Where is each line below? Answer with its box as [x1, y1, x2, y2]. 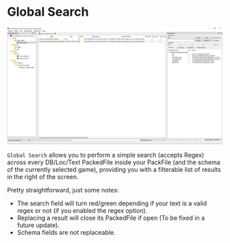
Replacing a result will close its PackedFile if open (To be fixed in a [16, 214, 205, 222]
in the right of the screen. [7, 172, 79, 181]
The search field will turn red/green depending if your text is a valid [16, 199, 207, 207]
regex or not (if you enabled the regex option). [16, 207, 148, 215]
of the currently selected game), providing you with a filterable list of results [7, 166, 221, 174]
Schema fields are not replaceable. [16, 229, 116, 237]
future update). [16, 221, 60, 229]
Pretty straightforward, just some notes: [7, 186, 119, 194]
